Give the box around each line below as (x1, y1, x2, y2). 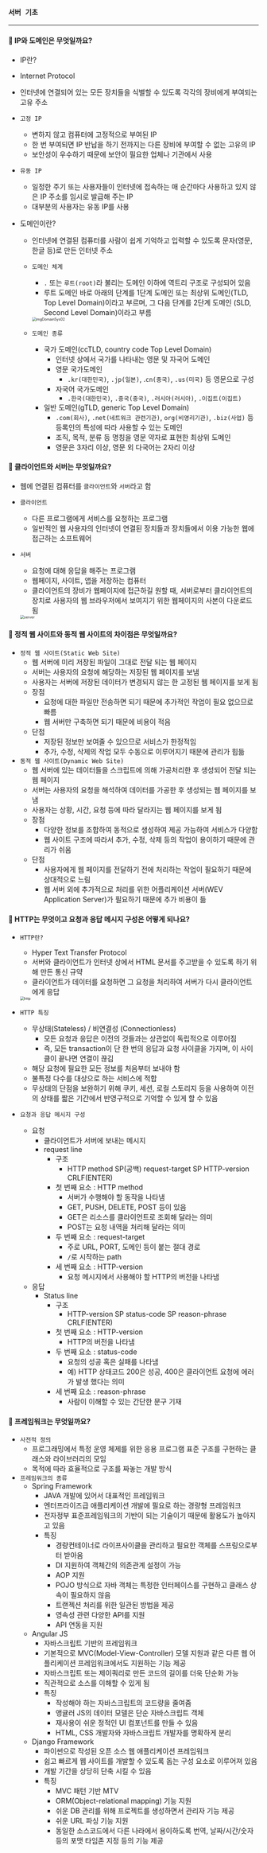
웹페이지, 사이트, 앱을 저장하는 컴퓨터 (31, 575, 147, 585)
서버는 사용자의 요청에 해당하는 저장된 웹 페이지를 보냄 (31, 667, 200, 676)
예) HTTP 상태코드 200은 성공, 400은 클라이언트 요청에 (67, 1367, 240, 1376)
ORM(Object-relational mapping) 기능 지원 (55, 1797, 192, 1806)
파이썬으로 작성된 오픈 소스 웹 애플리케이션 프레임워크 (43, 1746, 210, 1756)
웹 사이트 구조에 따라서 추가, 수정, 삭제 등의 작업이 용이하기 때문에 (43, 835, 247, 844)
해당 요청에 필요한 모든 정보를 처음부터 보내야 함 (31, 1064, 180, 1073)
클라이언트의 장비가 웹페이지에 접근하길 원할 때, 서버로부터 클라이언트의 (31, 586, 253, 595)
